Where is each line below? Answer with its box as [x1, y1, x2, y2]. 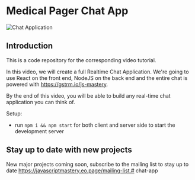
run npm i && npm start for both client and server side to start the [14, 121, 176, 128]
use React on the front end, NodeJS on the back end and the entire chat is [6, 74, 188, 81]
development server [14, 127, 64, 134]
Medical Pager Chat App [6, 4, 129, 18]
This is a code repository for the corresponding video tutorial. [6, 56, 156, 63]
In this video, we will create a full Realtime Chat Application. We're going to [6, 68, 189, 75]
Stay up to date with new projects [6, 145, 132, 155]
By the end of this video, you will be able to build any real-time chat [6, 92, 171, 99]
